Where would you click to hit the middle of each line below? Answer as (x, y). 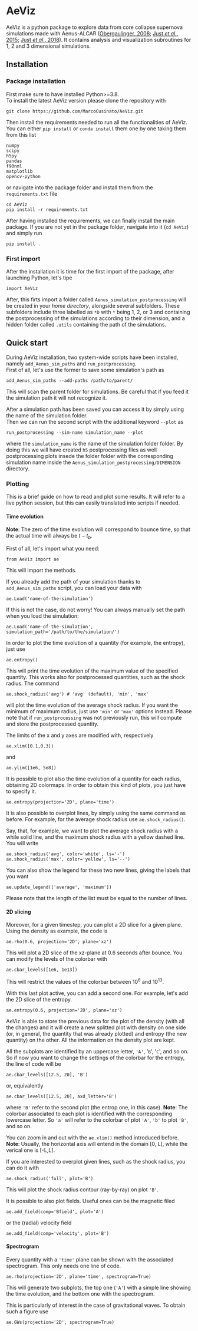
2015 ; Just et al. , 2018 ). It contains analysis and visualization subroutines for (99, 39)
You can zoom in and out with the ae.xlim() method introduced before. (93, 1137)
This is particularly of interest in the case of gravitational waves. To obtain (96, 1305)
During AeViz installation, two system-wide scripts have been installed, (92, 357)
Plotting (18, 483)
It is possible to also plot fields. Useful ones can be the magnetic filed (90, 1201)
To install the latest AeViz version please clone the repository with (86, 100)
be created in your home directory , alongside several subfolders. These (93, 305)
